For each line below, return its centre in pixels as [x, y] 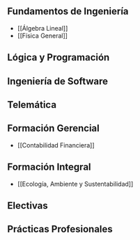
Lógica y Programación [59, 57]
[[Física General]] [42, 35]
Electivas [28, 206]
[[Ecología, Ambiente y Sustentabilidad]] [75, 184]
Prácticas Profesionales [60, 229]
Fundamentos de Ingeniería [68, 11]
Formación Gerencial [53, 128]
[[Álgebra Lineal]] [42, 28]
